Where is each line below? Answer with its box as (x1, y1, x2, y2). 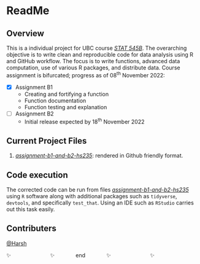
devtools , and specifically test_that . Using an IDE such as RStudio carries (6, 199, 194, 206)
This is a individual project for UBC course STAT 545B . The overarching (6, 44, 187, 52)
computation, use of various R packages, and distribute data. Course (6, 64, 180, 71)
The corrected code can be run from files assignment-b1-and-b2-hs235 (6, 186, 189, 193)
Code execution (6, 169, 69, 180)
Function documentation (24, 96, 87, 104)
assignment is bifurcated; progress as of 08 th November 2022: (6, 71, 166, 79)
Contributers (6, 223, 57, 234)
